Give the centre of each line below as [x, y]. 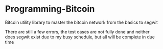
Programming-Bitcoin [50, 9]
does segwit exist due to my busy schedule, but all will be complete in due [80, 37]
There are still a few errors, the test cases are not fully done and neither [78, 32]
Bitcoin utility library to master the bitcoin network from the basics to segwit [81, 22]
